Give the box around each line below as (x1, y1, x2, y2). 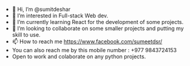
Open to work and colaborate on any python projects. (12, 53, 146, 60)
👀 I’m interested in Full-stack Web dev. (12, 12, 109, 19)
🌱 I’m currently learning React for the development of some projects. (12, 19, 184, 25)
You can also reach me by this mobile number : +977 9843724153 (12, 47, 177, 53)
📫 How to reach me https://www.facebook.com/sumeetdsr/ (12, 38, 163, 45)
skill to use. (12, 31, 41, 38)
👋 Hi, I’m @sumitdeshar (12, 6, 71, 13)
